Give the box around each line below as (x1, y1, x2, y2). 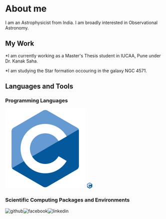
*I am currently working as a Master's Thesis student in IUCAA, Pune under (5, 52, 161, 58)
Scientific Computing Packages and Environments (5, 196, 130, 203)
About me (5, 3, 47, 14)
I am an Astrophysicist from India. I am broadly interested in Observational (5, 19, 158, 25)
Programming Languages (5, 97, 68, 104)
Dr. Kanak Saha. (5, 58, 38, 64)
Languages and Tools (5, 82, 73, 90)
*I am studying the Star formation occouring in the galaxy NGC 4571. (5, 67, 147, 73)
